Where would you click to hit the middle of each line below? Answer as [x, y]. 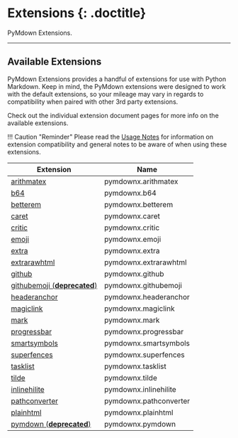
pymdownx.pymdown [140, 424]
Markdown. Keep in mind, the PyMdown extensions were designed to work [117, 86]
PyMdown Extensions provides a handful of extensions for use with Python [117, 79]
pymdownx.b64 [130, 193]
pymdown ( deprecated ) [51, 424]
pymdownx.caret [132, 216]
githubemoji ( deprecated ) [54, 285]
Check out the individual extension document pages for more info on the [113, 115]
